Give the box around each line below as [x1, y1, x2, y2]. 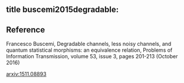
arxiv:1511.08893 [6, 71, 47, 78]
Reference [6, 25, 45, 35]
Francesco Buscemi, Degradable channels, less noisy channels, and [6, 41, 172, 48]
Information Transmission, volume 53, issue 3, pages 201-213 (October [6, 53, 178, 60]
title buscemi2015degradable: [6, 5, 119, 15]
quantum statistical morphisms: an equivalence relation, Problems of [6, 47, 173, 54]
